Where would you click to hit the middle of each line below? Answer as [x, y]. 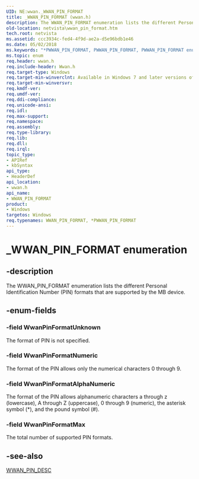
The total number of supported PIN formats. [60, 438]
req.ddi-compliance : [32, 99]
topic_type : [21, 154]
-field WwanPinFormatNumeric [52, 355]
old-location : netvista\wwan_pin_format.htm [62, 28]
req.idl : [17, 111]
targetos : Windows [29, 215]
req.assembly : [24, 127]
